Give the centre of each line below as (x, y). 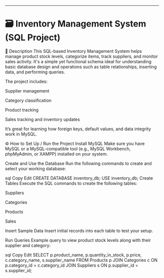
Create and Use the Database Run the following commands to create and (79, 163)
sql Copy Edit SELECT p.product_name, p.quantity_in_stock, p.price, (73, 255)
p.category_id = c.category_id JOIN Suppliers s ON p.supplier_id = (72, 265)
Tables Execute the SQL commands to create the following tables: (71, 183)
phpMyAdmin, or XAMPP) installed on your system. (57, 154)
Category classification (28, 100)
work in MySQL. (21, 134)
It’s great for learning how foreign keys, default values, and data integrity (78, 129)
